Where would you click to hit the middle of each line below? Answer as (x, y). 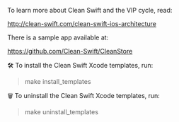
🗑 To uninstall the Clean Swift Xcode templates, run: (84, 96)
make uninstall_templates (62, 112)
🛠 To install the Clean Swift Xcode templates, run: (80, 65)
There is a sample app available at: (58, 37)
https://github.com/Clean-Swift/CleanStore (70, 51)
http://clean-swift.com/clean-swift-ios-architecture (82, 24)
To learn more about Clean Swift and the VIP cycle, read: (90, 10)
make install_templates (58, 81)
